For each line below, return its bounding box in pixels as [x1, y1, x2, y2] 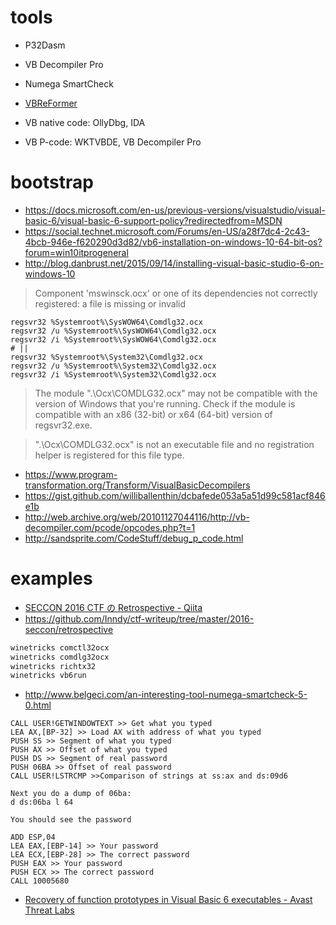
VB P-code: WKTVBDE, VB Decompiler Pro [24, 136, 202, 148]
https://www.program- [24, 468, 118, 480]
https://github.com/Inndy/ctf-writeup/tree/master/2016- [24, 612, 255, 625]
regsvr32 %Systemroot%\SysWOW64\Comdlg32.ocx [10, 317, 203, 327]
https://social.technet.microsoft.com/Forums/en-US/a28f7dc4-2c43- [24, 225, 310, 237]
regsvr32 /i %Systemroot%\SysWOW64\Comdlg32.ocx [10, 334, 217, 345]
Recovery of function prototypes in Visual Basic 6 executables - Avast [24, 894, 313, 906]
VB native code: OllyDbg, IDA [24, 116, 146, 128]
